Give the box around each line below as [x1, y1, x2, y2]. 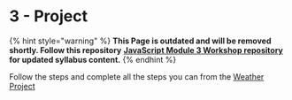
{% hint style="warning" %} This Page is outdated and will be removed [9, 35, 272, 46]
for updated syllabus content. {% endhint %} [9, 54, 177, 65]
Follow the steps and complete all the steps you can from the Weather [9, 71, 265, 81]
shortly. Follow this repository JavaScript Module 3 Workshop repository [9, 44, 283, 55]
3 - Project [9, 6, 88, 27]
